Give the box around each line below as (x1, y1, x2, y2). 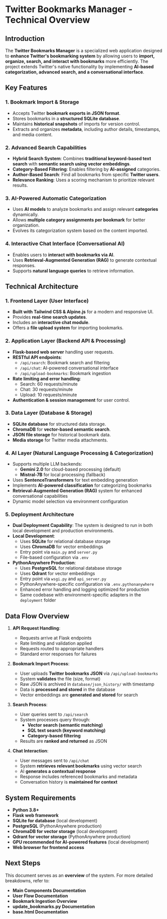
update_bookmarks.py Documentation (12, 903, 95, 909)
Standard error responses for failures (20, 651, 97, 657)
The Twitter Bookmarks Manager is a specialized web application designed (5, 48, 162, 53)
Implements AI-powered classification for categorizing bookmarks (12, 482, 152, 489)
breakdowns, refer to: (5, 877, 50, 884)
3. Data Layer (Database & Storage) (5, 409, 93, 416)
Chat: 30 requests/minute (20, 386, 73, 392)
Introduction (5, 34, 45, 43)
